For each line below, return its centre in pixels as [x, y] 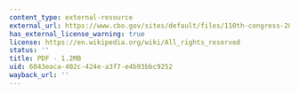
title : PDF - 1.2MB [45, 58]
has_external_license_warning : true [77, 34]
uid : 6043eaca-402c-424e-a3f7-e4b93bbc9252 [91, 67]
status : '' [29, 50]
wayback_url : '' [39, 75]
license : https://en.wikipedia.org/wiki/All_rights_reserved [125, 42]
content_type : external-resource [71, 17]
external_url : [36, 26]
